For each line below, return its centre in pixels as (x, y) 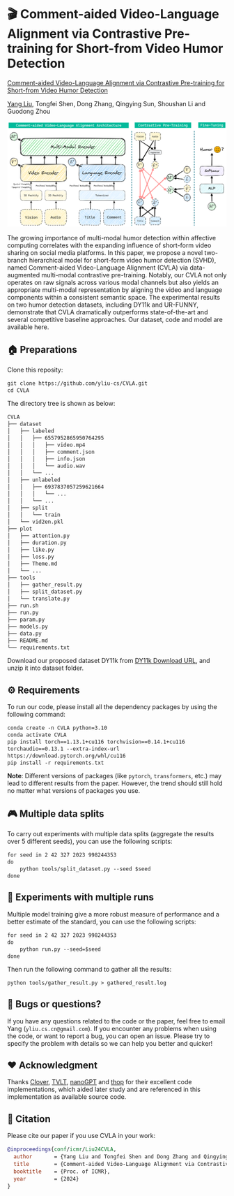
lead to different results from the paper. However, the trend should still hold (115, 783)
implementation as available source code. (67, 1097)
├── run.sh (23, 606)
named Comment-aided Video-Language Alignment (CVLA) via (98, 268)
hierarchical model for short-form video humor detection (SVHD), (123, 260)
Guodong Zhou (29, 111)
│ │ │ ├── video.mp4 (46, 445)
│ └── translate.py (39, 599)
